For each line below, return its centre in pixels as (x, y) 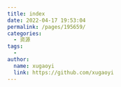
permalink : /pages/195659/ (47, 27)
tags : (15, 46)
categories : (24, 33)
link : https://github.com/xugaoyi (64, 72)
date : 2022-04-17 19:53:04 (47, 20)
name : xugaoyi (34, 66)
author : (19, 60)
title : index (26, 14)
